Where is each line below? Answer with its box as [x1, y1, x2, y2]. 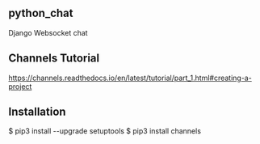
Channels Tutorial [8, 52, 100, 66]
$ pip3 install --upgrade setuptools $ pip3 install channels [8, 126, 202, 136]
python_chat [8, 6, 73, 20]
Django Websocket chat [8, 28, 88, 37]
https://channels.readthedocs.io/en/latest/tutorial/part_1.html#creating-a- [8, 73, 252, 83]
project [8, 81, 32, 91]
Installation [8, 105, 66, 119]
